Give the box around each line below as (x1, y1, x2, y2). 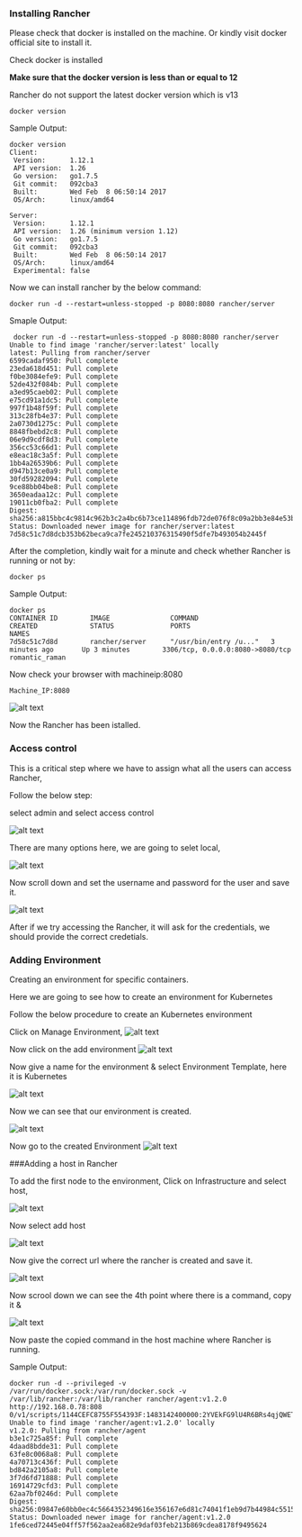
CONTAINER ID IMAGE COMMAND (9, 614, 200, 623)
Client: (9, 148, 39, 158)
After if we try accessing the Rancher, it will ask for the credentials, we (9, 922, 271, 932)
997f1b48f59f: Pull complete (9, 404, 119, 413)
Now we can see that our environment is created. (9, 1105, 191, 1116)
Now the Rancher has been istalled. (9, 720, 141, 731)
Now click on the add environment (9, 1043, 137, 1054)
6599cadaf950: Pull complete (9, 357, 119, 366)
